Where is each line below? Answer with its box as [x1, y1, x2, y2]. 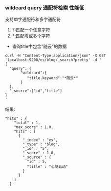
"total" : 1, [14, 120, 41, 126]
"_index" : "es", [22, 137, 58, 143]
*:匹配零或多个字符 [12, 33, 50, 39]
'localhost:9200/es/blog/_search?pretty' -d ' [5, 57, 102, 62]
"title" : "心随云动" [26, 164, 68, 169]
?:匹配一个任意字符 [12, 27, 50, 33]
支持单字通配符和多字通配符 [5, 16, 61, 23]
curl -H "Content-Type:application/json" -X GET [5, 53, 106, 58]
